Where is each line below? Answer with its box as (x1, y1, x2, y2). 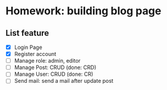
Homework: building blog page (5, 4, 162, 18)
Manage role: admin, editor (14, 57, 81, 64)
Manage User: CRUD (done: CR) (14, 70, 94, 78)
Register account (14, 51, 57, 58)
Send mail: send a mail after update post (14, 77, 114, 85)
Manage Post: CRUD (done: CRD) (14, 64, 97, 71)
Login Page (14, 44, 42, 51)
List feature (5, 28, 50, 38)
